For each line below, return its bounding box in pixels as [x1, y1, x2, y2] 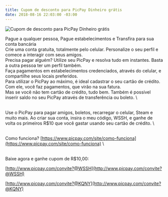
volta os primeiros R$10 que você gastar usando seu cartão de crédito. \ [5, 120, 154, 126]
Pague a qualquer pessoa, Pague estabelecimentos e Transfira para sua [5, 36, 154, 42]
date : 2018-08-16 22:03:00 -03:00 [5, 12, 78, 17]
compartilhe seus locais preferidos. [5, 73, 79, 79]
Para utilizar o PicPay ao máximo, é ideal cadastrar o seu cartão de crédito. [5, 78, 160, 84]
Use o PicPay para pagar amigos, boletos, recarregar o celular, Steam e [5, 109, 153, 116]
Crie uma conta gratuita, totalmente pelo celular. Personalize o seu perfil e [5, 46, 158, 52]
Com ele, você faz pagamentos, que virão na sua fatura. [5, 83, 121, 89]
